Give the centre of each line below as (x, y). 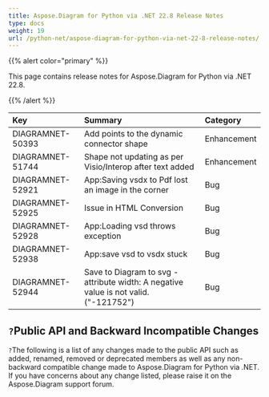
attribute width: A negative (134, 282)
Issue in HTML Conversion (134, 208)
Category (223, 120)
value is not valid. (116, 292)
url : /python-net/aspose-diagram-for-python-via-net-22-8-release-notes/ (134, 38)
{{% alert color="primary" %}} (58, 61)
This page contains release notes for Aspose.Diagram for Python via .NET (130, 76)
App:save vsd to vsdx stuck (136, 254)
